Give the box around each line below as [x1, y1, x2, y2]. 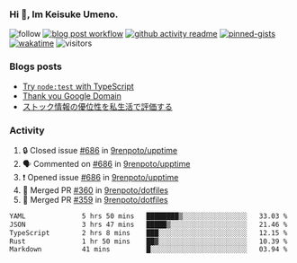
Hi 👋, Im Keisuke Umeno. [9, 8, 119, 21]
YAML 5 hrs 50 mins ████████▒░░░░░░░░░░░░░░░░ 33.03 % [9, 211, 288, 221]
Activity [9, 124, 45, 136]
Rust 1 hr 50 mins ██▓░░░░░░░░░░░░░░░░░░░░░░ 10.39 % [9, 237, 288, 246]
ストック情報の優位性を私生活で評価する [22, 101, 173, 111]
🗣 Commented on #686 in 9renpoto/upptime [22, 158, 191, 169]
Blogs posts [9, 60, 63, 73]
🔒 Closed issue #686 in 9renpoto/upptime [22, 145, 178, 155]
